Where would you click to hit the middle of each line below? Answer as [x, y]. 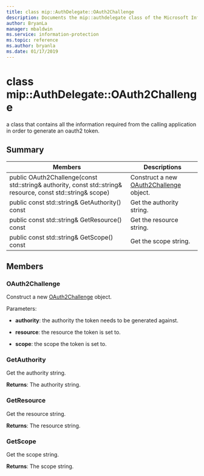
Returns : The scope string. [40, 466]
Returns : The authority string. [43, 385]
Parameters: [22, 309]
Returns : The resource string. [43, 426]
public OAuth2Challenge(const [53, 177]
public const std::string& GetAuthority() [65, 202]
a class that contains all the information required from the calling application [101, 124]
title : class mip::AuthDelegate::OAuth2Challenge [70, 12]
